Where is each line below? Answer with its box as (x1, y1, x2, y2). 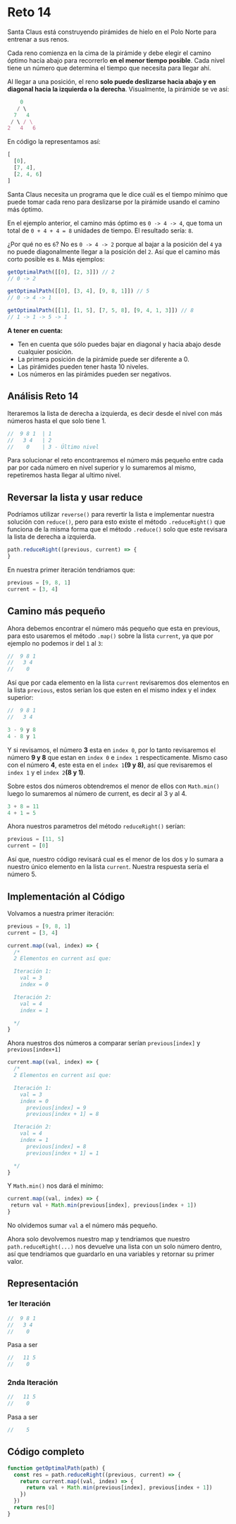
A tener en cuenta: (7, 326, 63, 335)
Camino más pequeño (7, 606, 106, 617)
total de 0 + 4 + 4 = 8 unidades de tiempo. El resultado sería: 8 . (7, 226, 194, 235)
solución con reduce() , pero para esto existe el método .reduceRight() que (7, 517, 226, 526)
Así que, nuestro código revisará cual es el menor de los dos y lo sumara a (7, 855, 224, 864)
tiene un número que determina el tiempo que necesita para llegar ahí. (7, 63, 211, 72)
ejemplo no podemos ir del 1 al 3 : (7, 639, 104, 647)
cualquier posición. (17, 347, 73, 356)
